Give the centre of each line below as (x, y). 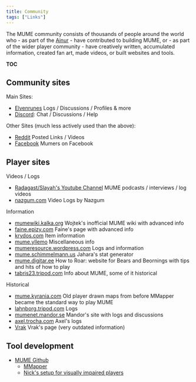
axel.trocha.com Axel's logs (48, 321)
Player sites (28, 162)
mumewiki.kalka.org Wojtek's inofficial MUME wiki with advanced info (99, 223)
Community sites (38, 82)
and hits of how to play (42, 267)
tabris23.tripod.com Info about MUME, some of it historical (86, 273)
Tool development (40, 346)
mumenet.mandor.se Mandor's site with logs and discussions (89, 315)
